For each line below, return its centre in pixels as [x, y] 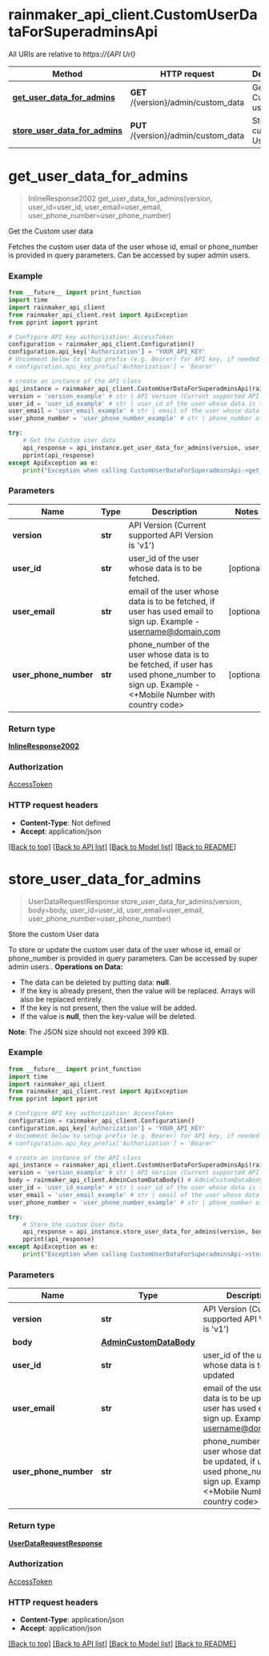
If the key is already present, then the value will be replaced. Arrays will [137, 990]
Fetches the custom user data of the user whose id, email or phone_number [133, 246]
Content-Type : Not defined [65, 822]
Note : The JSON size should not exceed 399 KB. [89, 1032]
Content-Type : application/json [72, 1620]
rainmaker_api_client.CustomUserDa [133, 15]
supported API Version [171, 535]
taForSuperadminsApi [83, 32]
